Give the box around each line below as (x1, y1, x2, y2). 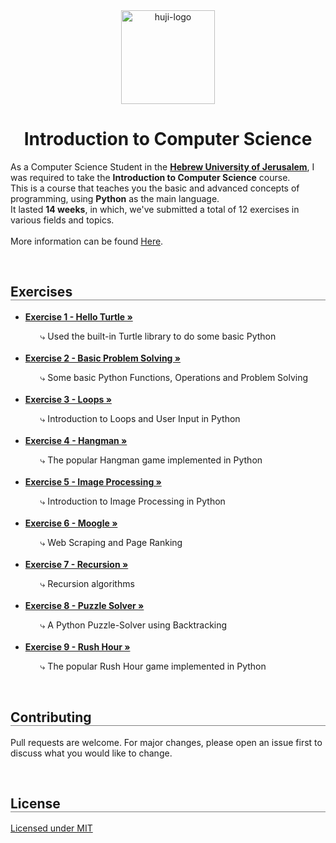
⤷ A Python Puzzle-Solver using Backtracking (39, 619, 228, 631)
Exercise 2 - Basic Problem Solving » (24, 352, 182, 364)
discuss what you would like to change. (10, 747, 173, 759)
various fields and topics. (10, 214, 115, 226)
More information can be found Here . (10, 235, 164, 247)
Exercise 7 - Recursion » (24, 558, 129, 570)
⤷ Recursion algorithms (39, 577, 135, 589)
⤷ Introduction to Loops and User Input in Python (39, 412, 241, 424)
